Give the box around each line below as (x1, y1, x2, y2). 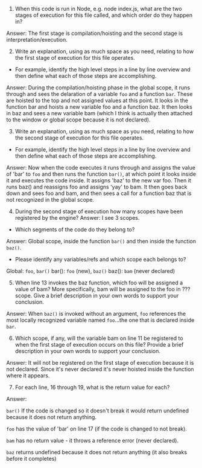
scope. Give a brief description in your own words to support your (14, 292, 179, 299)
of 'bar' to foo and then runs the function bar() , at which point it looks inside (6, 170, 197, 178)
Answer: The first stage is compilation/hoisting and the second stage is (6, 30, 183, 37)
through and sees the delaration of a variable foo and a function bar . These (6, 91, 193, 97)
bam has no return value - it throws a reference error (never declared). (6, 437, 179, 444)
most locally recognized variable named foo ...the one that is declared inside (6, 316, 195, 324)
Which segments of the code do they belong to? (14, 226, 135, 233)
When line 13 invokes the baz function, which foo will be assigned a (14, 279, 183, 286)
